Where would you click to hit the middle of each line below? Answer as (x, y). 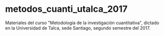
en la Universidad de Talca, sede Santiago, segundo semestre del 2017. (78, 28)
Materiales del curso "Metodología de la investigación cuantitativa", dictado (82, 23)
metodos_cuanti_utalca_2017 (66, 9)
